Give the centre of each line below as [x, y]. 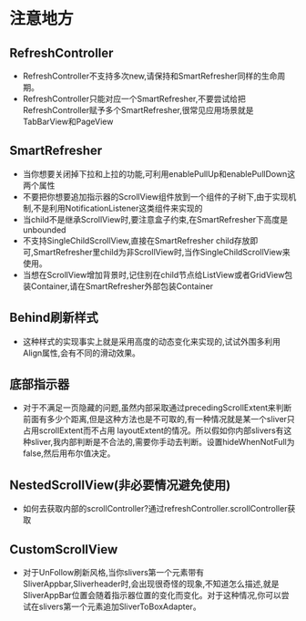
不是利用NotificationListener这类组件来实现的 [118, 208]
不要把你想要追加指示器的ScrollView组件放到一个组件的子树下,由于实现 [155, 196]
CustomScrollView [64, 549]
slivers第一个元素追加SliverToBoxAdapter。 [120, 606]
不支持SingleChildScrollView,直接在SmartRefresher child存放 [136, 240]
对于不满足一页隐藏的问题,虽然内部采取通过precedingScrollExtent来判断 [157, 408]
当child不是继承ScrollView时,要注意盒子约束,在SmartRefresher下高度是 [155, 219]
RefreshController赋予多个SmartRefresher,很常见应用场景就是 [138, 110]
